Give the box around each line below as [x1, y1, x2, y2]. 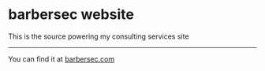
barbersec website [8, 6, 134, 24]
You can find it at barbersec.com [8, 54, 115, 64]
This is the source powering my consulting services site [8, 32, 189, 41]
